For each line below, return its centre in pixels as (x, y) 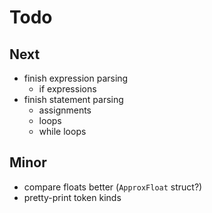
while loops (62, 131)
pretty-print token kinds (72, 197)
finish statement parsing (73, 99)
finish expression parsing (76, 78)
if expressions (67, 89)
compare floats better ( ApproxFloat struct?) (113, 187)
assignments (65, 110)
